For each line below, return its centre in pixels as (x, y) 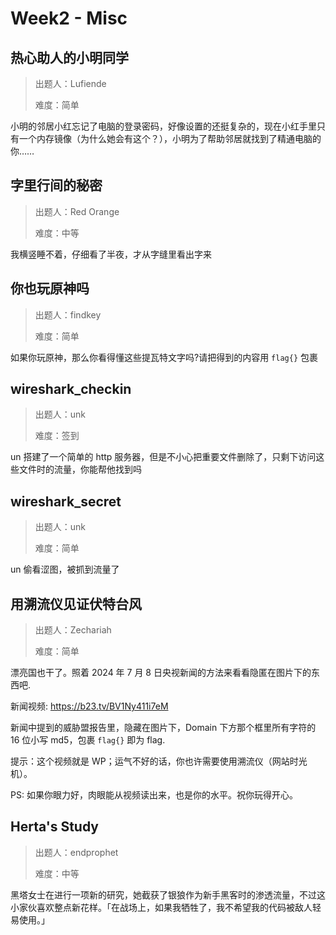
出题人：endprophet (76, 852)
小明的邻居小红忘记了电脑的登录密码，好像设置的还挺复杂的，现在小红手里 (163, 126)
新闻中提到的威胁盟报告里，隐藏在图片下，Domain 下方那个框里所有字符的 (163, 728)
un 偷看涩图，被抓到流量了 (65, 569)
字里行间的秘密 (56, 185)
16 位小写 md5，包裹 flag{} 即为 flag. (88, 740)
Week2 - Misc (69, 18)
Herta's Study (55, 827)
